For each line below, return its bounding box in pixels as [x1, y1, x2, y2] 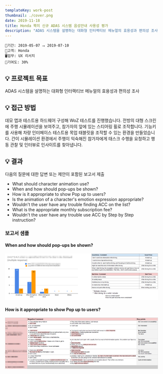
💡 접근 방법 [5, 103, 36, 112]
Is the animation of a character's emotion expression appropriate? [12, 196, 144, 202]
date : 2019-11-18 [5, 18, 40, 23]
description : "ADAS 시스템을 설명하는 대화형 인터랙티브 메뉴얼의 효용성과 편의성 [5, 28, 149, 34]
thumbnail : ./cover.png [5, 13, 53, 18]
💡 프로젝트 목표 [5, 74, 48, 83]
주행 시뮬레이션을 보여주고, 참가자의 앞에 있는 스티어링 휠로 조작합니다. [10, 123, 144, 129]
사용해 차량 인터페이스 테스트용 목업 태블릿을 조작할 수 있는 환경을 [10, 129, 134, 136]
